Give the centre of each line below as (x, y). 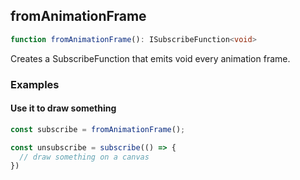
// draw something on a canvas (84, 157)
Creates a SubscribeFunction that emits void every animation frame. (150, 58)
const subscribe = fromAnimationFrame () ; (98, 129)
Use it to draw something (63, 108)
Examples (35, 84)
